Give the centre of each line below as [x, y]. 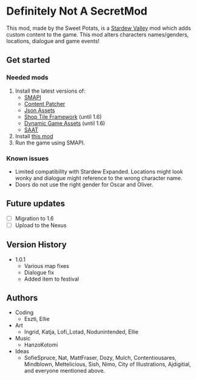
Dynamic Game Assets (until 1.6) [65, 123]
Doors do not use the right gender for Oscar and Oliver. [84, 185]
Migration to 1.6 [34, 218]
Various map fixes [47, 266]
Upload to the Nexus [41, 225]
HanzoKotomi [41, 345]
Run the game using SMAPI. [50, 142]
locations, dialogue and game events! [53, 41]
